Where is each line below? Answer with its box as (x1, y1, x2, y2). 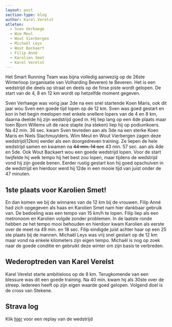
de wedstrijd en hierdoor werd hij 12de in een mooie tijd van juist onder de (5, 165, 161, 171)
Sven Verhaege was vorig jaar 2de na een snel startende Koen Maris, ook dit (5, 100, 167, 106)
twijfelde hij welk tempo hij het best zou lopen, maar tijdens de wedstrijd (5, 155, 158, 161)
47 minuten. (5, 171, 31, 177)
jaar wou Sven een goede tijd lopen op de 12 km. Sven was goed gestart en (5, 105, 165, 112)
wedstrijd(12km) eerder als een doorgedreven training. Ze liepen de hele (5, 138, 158, 144)
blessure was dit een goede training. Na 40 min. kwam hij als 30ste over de (5, 276, 164, 282)
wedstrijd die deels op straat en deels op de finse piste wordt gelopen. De (5, 85, 161, 91)
